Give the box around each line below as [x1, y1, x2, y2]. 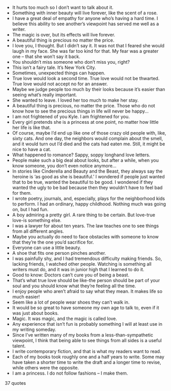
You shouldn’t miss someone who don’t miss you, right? [12, 59, 130, 65]
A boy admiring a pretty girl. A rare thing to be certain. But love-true [12, 212, 156, 218]
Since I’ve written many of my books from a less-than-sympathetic [12, 332, 154, 338]
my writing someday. [12, 326, 57, 332]
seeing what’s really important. [12, 92, 77, 98]
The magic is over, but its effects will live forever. [12, 32, 116, 38]
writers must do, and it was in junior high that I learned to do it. [12, 267, 144, 272]
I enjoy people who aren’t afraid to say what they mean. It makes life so [12, 288, 162, 294]
